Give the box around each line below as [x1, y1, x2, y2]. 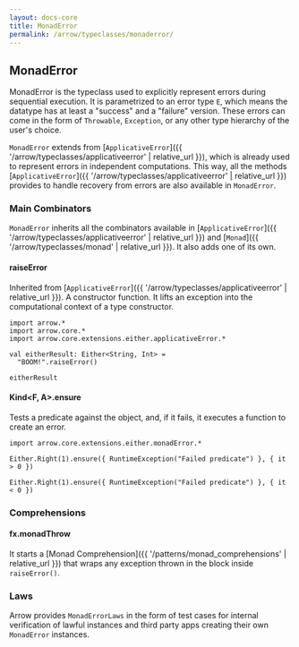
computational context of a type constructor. [9, 301, 175, 311]
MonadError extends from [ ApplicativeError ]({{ [9, 142, 183, 153]
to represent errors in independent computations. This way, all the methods [9, 161, 287, 172]
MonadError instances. [9, 629, 90, 640]
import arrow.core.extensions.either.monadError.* [9, 438, 202, 447]
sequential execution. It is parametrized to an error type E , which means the [9, 96, 288, 107]
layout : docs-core [9, 13, 78, 22]
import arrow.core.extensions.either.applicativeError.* [9, 334, 226, 343]
